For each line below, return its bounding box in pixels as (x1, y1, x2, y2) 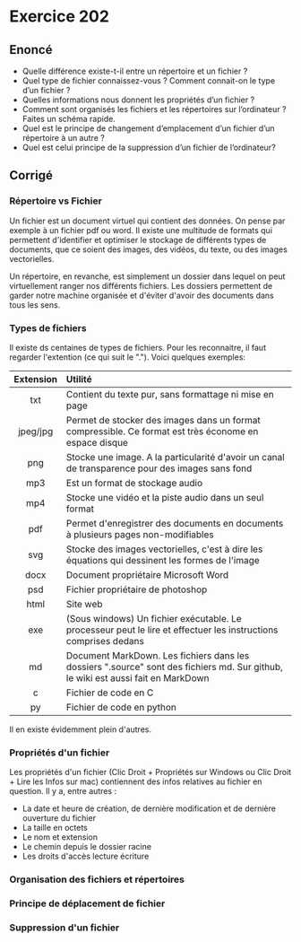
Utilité (65, 372, 92, 385)
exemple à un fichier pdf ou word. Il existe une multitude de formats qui (9, 224, 273, 235)
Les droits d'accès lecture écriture (21, 850, 150, 862)
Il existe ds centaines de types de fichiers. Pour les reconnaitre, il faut (9, 342, 267, 353)
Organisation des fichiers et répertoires (9, 873, 185, 885)
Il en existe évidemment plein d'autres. (9, 724, 152, 735)
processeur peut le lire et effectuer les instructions (65, 624, 279, 636)
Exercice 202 (9, 6, 110, 27)
